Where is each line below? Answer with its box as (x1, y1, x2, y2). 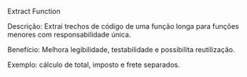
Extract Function (7, 7, 61, 16)
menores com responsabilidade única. (7, 30, 131, 39)
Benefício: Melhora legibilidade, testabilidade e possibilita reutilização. (7, 45, 235, 54)
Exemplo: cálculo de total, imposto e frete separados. (7, 60, 180, 69)
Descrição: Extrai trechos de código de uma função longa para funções (7, 22, 239, 30)
